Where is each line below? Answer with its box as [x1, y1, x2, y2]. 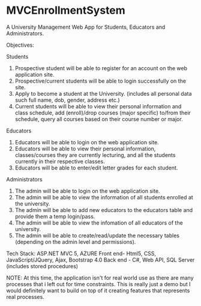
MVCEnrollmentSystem [6, 4, 126, 17]
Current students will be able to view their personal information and [14, 102, 182, 110]
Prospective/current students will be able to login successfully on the [14, 77, 187, 84]
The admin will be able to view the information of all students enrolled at [14, 193, 193, 201]
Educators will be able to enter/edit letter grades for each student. [14, 164, 178, 171]
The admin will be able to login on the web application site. [14, 187, 160, 195]
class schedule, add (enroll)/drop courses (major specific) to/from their [14, 109, 191, 116]
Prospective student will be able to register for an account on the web [14, 64, 188, 72]
